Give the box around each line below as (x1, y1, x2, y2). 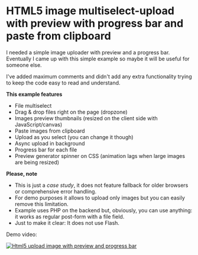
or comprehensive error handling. (14, 188, 96, 195)
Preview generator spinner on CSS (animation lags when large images (14, 152, 185, 159)
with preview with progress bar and (6, 17, 184, 30)
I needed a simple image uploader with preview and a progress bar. (6, 49, 170, 56)
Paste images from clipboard (14, 127, 85, 134)
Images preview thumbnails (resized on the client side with (14, 114, 158, 122)
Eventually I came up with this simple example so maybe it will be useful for (6, 55, 190, 62)
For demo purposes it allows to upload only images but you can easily (14, 194, 185, 201)
